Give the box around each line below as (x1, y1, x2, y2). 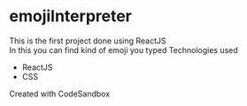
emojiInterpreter (9, 6, 133, 26)
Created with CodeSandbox (9, 88, 111, 99)
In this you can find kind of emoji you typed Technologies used (9, 44, 239, 55)
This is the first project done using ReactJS (9, 35, 166, 46)
